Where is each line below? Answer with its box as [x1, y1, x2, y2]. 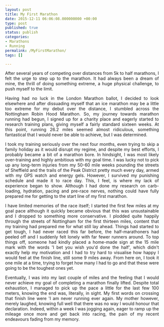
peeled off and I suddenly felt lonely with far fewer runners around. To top [5, 234, 159, 240]
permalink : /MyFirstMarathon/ [5, 48, 67, 53]
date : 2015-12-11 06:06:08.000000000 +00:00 [5, 16, 97, 21]
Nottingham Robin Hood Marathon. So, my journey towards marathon [5, 111, 159, 117]
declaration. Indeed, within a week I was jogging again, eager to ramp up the [5, 306, 159, 312]
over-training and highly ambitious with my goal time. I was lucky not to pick [5, 157, 159, 163]
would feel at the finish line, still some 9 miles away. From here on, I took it [5, 255, 159, 261]
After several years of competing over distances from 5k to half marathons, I [5, 70, 159, 76]
